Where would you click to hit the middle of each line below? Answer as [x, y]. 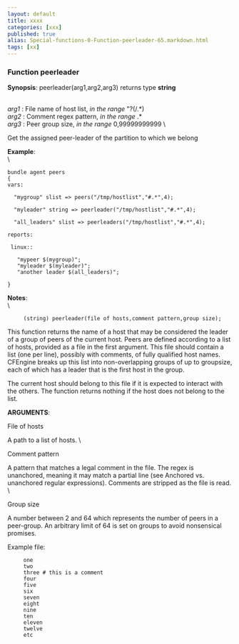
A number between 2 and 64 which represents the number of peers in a [113, 518]
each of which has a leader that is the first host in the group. [96, 370]
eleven [33, 623]
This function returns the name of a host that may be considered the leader [118, 332]
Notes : [17, 298]
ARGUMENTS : [29, 413]
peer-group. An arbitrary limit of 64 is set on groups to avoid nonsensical [115, 526]
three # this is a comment [63, 573]
